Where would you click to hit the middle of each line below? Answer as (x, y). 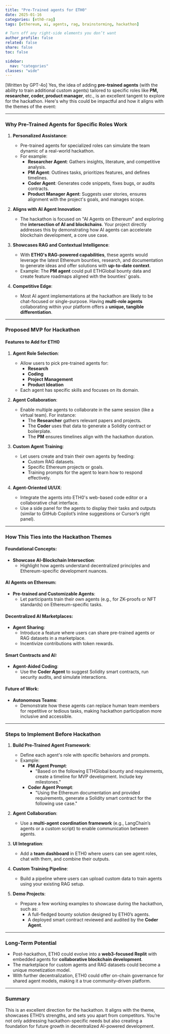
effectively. (39, 477)
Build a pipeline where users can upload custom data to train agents (91, 878)
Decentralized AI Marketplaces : (39, 616)
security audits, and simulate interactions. (64, 677)
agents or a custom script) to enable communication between (84, 828)
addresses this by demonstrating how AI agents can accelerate (86, 230)
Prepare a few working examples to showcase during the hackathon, (92, 903)
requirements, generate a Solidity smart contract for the (93, 798)
